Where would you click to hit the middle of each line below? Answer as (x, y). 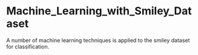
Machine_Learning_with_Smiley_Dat (99, 11)
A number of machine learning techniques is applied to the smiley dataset (98, 40)
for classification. (28, 47)
